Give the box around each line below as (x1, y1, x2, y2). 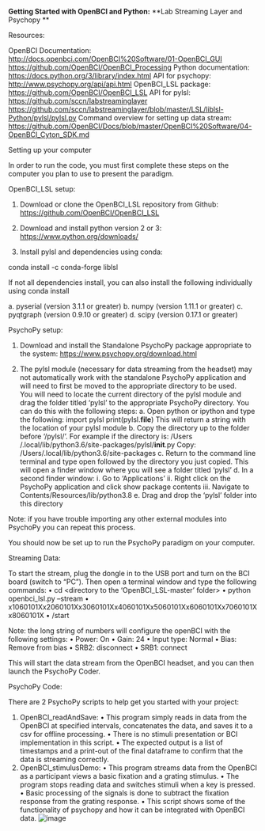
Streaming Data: (8, 553, 61, 563)
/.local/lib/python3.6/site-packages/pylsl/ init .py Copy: (19, 440, 196, 450)
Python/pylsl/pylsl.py (8, 113, 77, 122)
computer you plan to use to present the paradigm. (8, 169, 174, 178)
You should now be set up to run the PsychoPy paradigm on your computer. (8, 538, 256, 547)
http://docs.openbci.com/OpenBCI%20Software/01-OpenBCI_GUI (8, 55, 223, 63)
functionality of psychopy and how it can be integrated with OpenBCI (19, 805, 245, 814)
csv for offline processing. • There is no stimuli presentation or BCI (19, 730, 238, 738)
